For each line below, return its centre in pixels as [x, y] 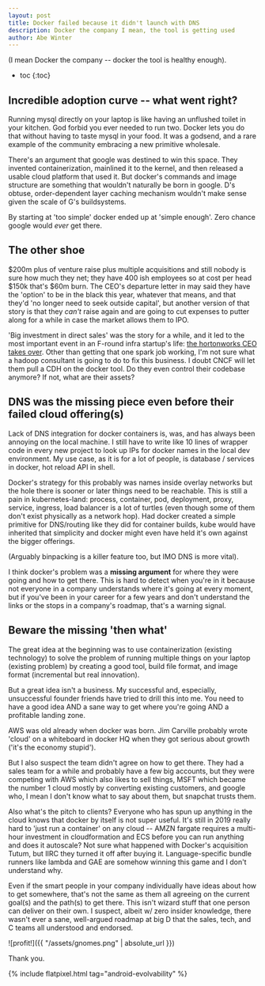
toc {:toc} [35, 75]
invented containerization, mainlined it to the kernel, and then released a [126, 168]
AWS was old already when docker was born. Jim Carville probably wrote [128, 730]
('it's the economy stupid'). [52, 747]
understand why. [36, 870]
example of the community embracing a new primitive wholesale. [114, 145]
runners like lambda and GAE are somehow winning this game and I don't [127, 862]
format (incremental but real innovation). [74, 674]
